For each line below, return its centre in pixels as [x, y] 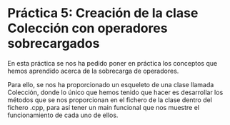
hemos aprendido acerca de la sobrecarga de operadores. [93, 71]
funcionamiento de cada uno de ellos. [63, 115]
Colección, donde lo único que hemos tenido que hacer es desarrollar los [115, 92]
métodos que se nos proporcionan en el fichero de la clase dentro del [110, 100]
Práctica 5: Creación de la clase [103, 13]
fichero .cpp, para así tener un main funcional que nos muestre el [104, 107]
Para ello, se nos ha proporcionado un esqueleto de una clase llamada [111, 84]
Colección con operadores [87, 28]
